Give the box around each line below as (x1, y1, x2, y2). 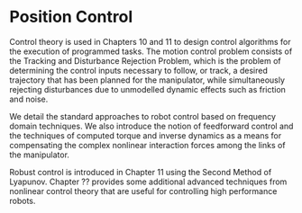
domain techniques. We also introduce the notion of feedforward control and (9, 120, 294, 131)
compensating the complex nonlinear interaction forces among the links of (9, 139, 286, 150)
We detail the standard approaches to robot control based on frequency (9, 111, 277, 121)
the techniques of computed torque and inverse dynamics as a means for (9, 129, 282, 141)
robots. (9, 195, 36, 206)
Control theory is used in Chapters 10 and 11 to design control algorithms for (9, 36, 291, 47)
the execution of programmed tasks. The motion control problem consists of (9, 46, 293, 57)
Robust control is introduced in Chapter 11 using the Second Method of (9, 166, 272, 177)
